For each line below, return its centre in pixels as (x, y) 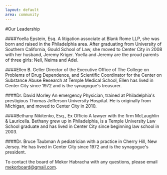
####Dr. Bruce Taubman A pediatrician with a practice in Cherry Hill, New (81, 141)
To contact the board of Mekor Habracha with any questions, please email (81, 161)
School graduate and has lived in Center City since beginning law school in (82, 126)
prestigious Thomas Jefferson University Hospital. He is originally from (78, 100)
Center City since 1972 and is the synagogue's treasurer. (63, 85)
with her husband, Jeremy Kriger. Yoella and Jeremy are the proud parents (82, 54)
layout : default (22, 10)
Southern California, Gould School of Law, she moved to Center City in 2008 (84, 49)
